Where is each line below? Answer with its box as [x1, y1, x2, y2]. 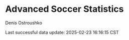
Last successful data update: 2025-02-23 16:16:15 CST [5, 29, 119, 35]
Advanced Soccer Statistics [5, 3, 124, 15]
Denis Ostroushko [5, 20, 43, 26]
